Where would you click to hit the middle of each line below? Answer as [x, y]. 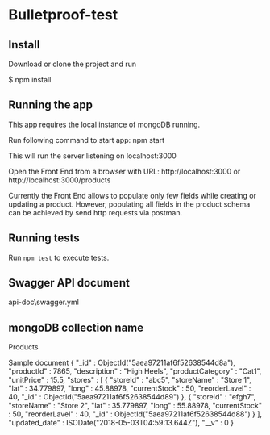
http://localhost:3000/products [60, 180]
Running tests [44, 238]
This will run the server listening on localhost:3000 [93, 156]
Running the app [50, 105]
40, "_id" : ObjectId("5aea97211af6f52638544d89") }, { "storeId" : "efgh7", [132, 397]
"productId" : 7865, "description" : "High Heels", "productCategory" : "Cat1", [135, 371]
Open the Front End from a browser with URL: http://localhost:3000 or [125, 171]
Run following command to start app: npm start [87, 140]
